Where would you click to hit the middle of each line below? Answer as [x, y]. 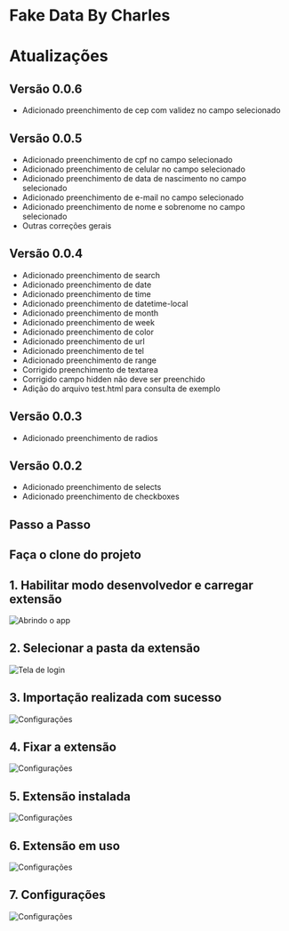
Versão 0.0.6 [46, 88]
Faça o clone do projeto [76, 555]
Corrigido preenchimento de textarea [90, 369]
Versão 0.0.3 [46, 417]
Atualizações [59, 56]
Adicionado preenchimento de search [91, 275]
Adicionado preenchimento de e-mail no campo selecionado [133, 197]
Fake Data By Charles [90, 16]
